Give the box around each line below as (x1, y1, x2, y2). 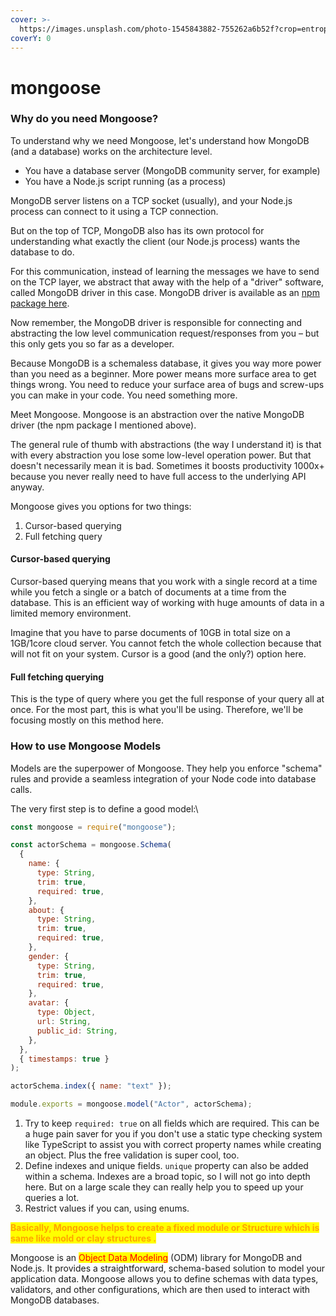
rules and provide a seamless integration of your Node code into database (10, 772, 317, 785)
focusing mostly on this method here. (10, 714, 164, 726)
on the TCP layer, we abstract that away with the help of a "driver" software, (10, 276, 325, 288)
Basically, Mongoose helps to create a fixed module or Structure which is (10, 1222, 320, 1234)
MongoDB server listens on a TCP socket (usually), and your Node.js (10, 194, 293, 206)
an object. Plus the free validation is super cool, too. (24, 1149, 240, 1161)
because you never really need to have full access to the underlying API (10, 470, 307, 482)
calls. (10, 783, 33, 795)
